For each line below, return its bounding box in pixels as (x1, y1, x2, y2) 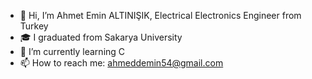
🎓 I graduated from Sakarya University (19, 31, 183, 43)
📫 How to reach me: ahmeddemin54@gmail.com (19, 57, 224, 69)
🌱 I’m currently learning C (19, 46, 126, 57)
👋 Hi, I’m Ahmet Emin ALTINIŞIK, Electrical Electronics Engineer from (19, 10, 302, 21)
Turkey (19, 20, 49, 32)
